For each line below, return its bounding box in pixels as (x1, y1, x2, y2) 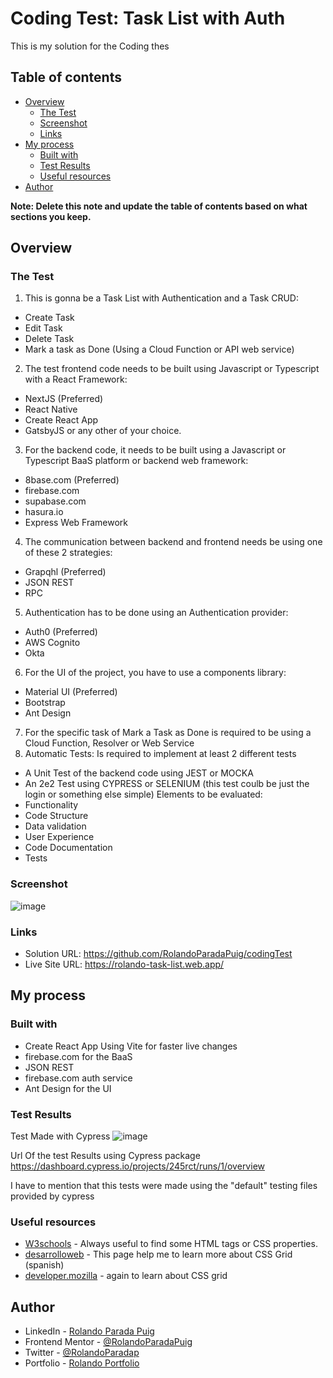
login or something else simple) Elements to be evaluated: (24, 788, 263, 801)
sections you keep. (10, 210, 92, 222)
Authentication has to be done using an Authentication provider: (24, 607, 289, 619)
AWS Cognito (24, 637, 81, 649)
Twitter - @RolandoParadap (24, 1347, 140, 1359)
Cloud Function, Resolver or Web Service (24, 737, 195, 749)
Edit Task (24, 322, 63, 334)
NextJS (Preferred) (24, 393, 104, 405)
